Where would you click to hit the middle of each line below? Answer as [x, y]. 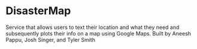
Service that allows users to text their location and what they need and [93, 27]
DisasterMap [38, 11]
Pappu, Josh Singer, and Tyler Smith [50, 40]
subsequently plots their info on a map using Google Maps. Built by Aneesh [99, 33]
